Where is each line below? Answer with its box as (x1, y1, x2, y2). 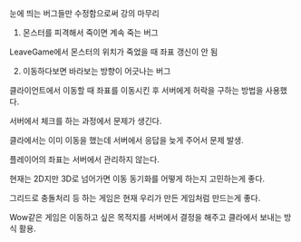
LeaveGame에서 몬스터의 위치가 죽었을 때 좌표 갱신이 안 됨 (9, 46, 218, 57)
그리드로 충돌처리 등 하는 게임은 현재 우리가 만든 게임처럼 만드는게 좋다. (9, 193, 261, 203)
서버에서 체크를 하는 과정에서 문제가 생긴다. (9, 116, 162, 126)
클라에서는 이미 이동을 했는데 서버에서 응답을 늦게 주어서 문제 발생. (9, 135, 244, 145)
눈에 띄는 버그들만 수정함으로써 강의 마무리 (9, 8, 160, 18)
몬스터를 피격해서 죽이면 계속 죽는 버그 (22, 27, 159, 38)
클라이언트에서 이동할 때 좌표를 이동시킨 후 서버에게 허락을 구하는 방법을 (9, 85, 264, 95)
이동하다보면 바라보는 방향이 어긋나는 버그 (22, 66, 171, 76)
